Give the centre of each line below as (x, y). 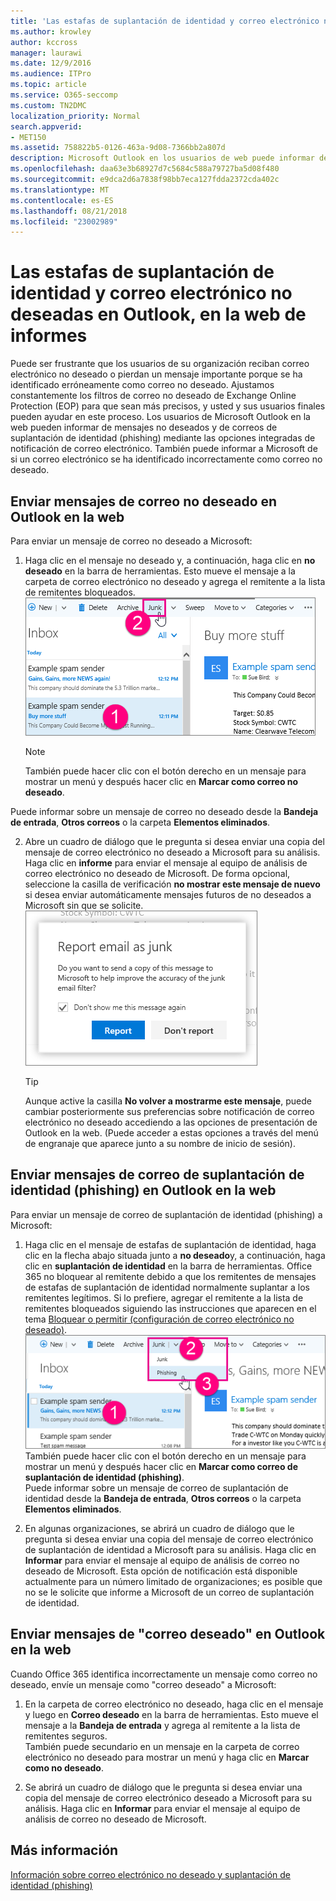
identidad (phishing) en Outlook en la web (143, 1190)
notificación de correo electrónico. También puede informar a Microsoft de (164, 449)
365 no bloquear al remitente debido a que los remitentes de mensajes (170, 1276)
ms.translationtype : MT (60, 190)
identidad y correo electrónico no (151, 293)
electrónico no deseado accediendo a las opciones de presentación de (171, 1122)
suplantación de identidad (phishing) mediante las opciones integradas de (163, 438)
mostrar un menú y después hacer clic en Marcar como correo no (161, 781)
